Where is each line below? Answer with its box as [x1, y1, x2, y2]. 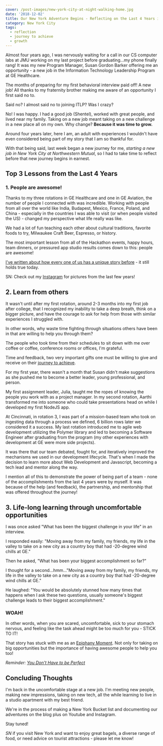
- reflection [10, 30, 36, 34]
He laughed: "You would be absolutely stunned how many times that [5, 587, 142, 593]
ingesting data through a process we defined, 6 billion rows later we [5, 419, 141, 425]
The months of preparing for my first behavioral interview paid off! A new [5, 82, 151, 88]
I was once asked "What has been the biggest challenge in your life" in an [5, 524, 152, 530]
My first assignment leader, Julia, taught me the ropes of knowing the [5, 389, 144, 395]
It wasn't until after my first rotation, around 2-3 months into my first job [5, 301, 148, 307]
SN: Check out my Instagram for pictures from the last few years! [5, 274, 135, 280]
